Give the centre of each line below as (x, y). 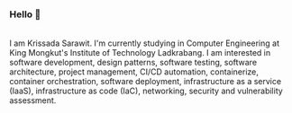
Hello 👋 (25, 14)
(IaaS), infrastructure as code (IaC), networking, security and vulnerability (146, 91)
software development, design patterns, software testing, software (133, 63)
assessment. (33, 100)
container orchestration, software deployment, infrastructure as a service (146, 82)
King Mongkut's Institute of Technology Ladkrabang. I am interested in (140, 53)
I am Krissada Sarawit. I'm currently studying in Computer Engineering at (144, 43)
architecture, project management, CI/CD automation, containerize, (134, 72)
